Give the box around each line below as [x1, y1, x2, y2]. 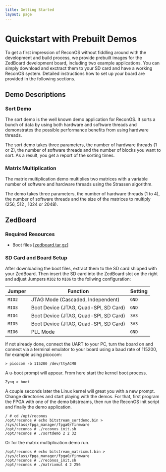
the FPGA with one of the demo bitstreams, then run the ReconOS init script [5, 399, 160, 405]
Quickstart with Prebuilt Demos [5, 33, 137, 45]
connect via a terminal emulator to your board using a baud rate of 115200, [5, 347, 158, 353]
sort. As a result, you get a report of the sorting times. [5, 152, 115, 159]
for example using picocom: [5, 352, 62, 357]
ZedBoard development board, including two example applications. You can [5, 60, 160, 66]
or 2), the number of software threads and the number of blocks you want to [5, 147, 161, 153]
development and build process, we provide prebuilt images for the [5, 55, 142, 61]
